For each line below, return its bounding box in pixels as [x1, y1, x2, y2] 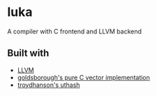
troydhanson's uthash [17, 81, 80, 89]
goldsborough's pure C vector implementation [17, 73, 150, 81]
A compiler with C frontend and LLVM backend [7, 27, 142, 35]
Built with [7, 47, 50, 59]
